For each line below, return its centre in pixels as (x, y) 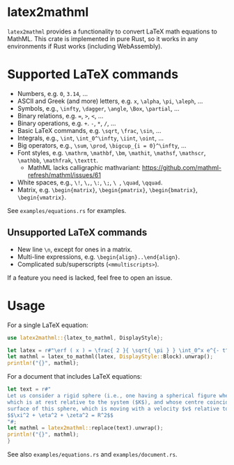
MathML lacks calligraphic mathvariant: (84, 167)
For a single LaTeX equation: (48, 325)
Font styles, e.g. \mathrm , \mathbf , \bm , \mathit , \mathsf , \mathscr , (111, 152)
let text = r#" (29, 389)
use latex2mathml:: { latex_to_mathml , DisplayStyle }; (85, 338)
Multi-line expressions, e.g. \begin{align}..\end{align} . (99, 257)
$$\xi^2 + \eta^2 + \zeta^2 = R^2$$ (60, 415)
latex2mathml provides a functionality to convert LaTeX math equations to (112, 31)
